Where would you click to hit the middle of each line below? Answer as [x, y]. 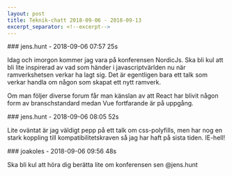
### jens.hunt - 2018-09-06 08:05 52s [63, 117]
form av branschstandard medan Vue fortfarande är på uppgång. [100, 103]
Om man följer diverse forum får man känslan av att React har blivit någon [113, 96]
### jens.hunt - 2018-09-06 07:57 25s [63, 47]
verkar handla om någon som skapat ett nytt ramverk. [84, 82]
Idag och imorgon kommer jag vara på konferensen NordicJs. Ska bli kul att [115, 60]
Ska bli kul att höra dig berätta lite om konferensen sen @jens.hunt [103, 165]
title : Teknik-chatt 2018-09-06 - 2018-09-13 [74, 20]
